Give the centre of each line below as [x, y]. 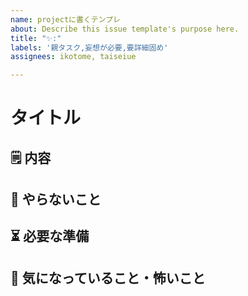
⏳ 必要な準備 [50, 236]
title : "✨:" [36, 38]
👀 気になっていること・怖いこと [108, 277]
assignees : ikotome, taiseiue [73, 57]
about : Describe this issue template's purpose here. [125, 29]
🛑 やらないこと [56, 199]
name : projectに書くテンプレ [65, 19]
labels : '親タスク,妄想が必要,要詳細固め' [89, 47]
